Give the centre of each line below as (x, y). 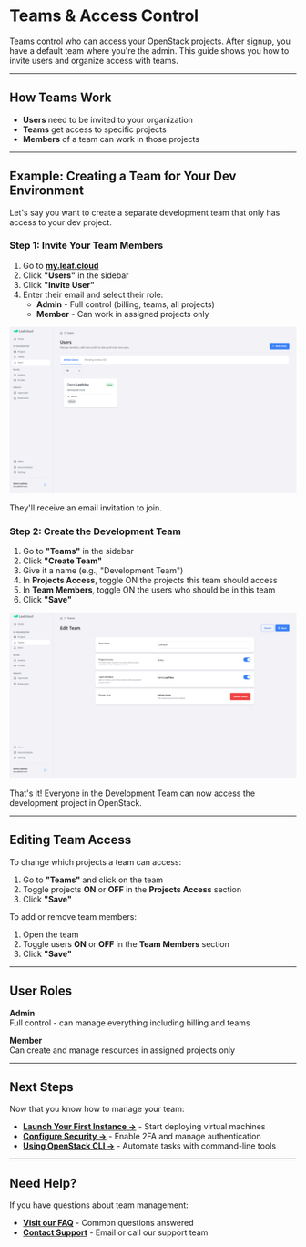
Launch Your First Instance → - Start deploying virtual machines (144, 1127)
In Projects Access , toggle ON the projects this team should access (150, 581)
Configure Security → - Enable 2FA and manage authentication (142, 1137)
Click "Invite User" (59, 284)
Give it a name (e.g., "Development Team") (103, 571)
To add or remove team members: (73, 916)
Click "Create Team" (62, 561)
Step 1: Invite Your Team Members (87, 245)
